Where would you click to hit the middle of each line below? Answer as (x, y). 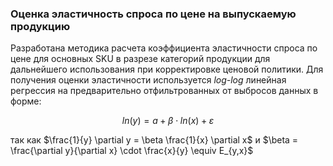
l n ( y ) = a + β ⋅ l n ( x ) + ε (168, 121)
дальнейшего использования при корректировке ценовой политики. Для (167, 69)
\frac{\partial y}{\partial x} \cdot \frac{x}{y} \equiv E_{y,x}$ (132, 151)
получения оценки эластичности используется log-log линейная (148, 80)
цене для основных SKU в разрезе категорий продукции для (140, 59)
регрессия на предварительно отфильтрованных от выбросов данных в (164, 91)
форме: (26, 101)
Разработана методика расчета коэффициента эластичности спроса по (164, 48)
